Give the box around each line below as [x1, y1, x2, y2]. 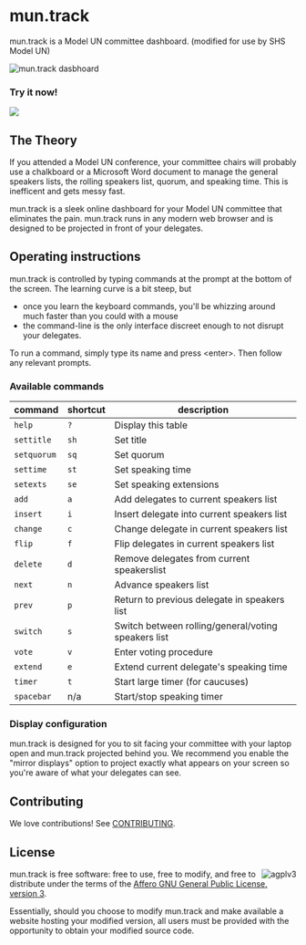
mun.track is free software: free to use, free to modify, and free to [9, 868, 257, 880]
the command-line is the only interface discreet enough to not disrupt [22, 320, 284, 331]
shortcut [66, 403, 107, 416]
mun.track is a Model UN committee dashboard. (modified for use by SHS [9, 36, 286, 47]
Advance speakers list [114, 578, 209, 591]
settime [14, 464, 47, 475]
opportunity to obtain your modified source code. [9, 925, 195, 936]
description [177, 403, 229, 416]
